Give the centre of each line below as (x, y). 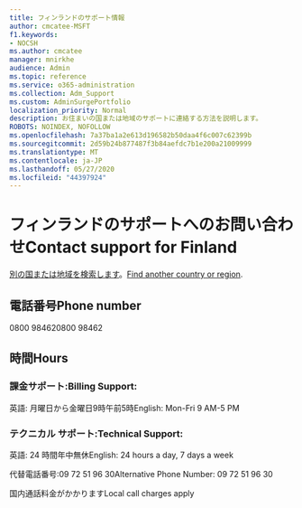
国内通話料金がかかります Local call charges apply (102, 493)
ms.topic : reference (48, 77)
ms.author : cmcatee (46, 52)
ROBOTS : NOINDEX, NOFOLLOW (60, 127)
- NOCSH (24, 43)
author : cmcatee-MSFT (50, 26)
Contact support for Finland (131, 247)
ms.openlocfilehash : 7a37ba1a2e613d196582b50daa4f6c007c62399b (131, 136)
